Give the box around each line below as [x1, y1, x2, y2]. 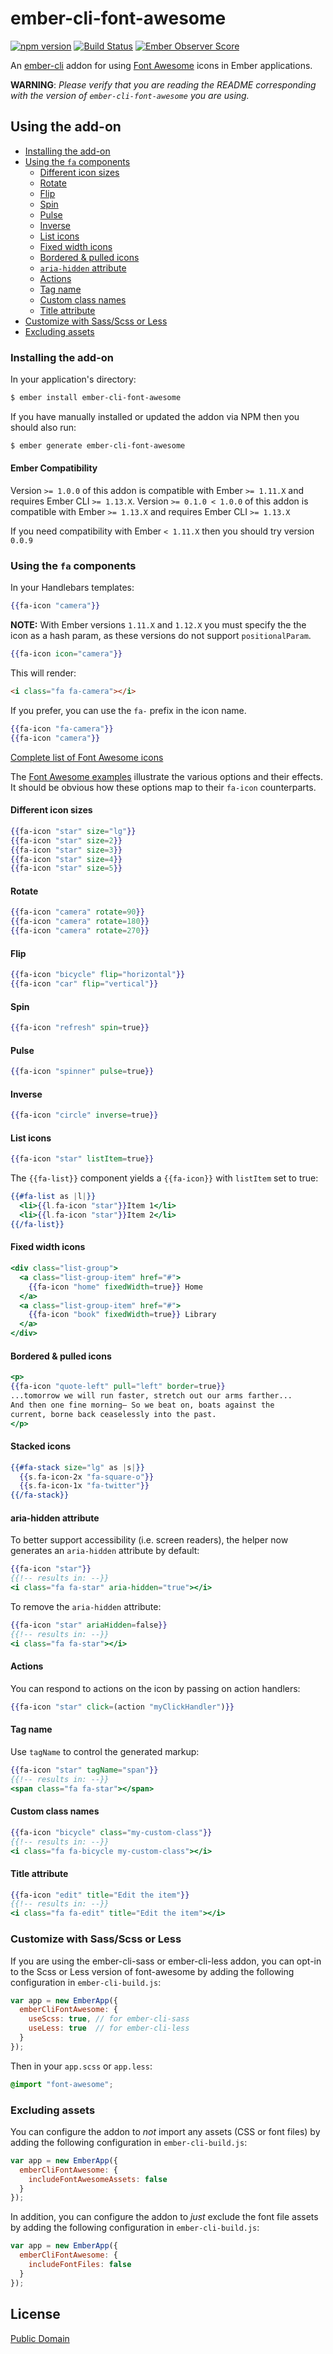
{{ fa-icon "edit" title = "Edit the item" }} [10, 1890, 190, 1900]
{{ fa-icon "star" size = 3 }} [10, 845, 123, 855]
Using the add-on [10, 118, 122, 136]
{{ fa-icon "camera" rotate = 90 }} [10, 907, 145, 917]
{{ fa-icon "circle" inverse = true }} [10, 1110, 159, 1121]
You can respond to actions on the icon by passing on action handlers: [10, 1682, 301, 1694]
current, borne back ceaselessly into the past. [10, 1409, 217, 1419]
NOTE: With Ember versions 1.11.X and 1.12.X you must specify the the [10, 619, 307, 631]
